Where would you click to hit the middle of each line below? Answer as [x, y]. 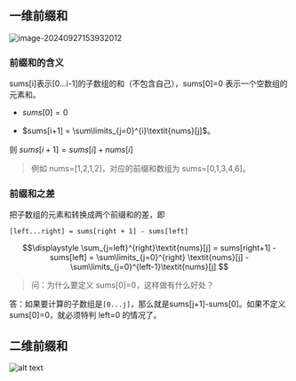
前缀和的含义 [37, 62]
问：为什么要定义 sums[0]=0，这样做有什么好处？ [123, 285]
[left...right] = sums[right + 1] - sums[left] [99, 232]
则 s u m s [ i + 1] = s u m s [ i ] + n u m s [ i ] [71, 150]
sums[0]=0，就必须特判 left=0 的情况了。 [85, 315]
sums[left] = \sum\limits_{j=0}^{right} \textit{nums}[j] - [149, 258]
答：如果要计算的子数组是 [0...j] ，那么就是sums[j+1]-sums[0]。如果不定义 [148, 304]
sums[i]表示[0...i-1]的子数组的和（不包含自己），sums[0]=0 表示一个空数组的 [148, 83]
